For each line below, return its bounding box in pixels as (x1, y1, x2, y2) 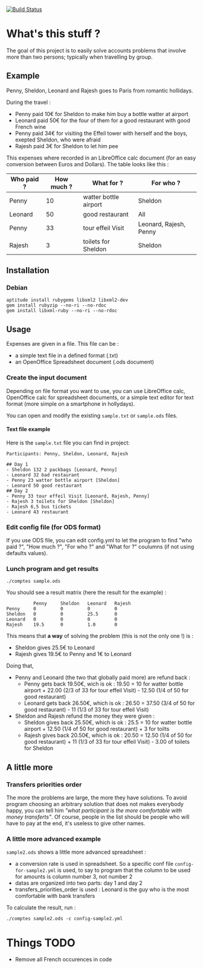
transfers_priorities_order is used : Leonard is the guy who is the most (14, 886, 189, 893)
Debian (6, 284, 28, 292)
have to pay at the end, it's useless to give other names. (6, 820, 146, 827)
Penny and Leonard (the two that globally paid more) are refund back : (14, 674, 190, 681)
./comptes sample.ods (6, 578, 61, 585)
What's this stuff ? (6, 27, 101, 41)
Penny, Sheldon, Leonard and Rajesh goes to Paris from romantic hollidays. (6, 86, 193, 94)
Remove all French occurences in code (14, 956, 112, 963)
